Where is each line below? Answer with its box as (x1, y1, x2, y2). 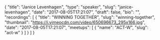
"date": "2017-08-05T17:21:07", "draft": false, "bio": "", (32, 9, 141, 15)
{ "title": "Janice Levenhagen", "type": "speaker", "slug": (4, 4, 117, 10)
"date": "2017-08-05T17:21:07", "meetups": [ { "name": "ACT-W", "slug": (4, 25, 149, 30)
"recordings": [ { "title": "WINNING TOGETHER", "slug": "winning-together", (4, 14, 156, 20)
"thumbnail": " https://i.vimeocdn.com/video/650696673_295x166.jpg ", (4, 19, 146, 25)
